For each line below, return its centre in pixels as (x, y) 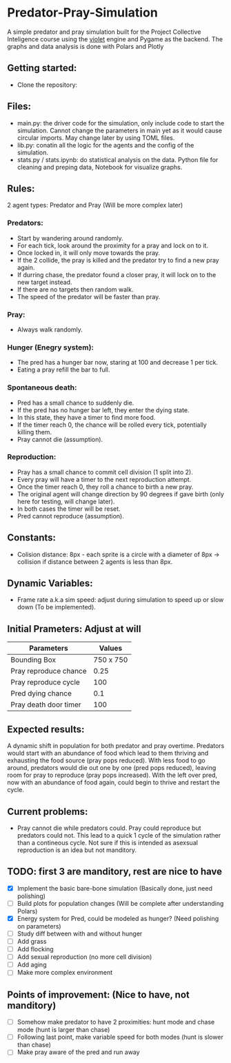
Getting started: (42, 68)
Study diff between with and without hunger (80, 933)
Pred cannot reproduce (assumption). (70, 516)
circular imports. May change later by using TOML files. (96, 138)
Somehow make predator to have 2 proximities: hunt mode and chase (116, 1022)
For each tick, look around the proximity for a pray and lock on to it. (113, 245)
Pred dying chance (41, 694)
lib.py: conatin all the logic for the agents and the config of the (106, 145)
